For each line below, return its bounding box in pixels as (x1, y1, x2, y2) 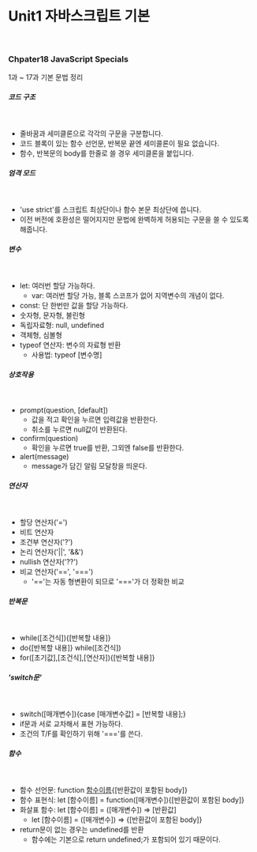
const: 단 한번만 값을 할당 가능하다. (19, 301, 128, 311)
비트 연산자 (19, 527, 54, 537)
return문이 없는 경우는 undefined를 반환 (19, 824, 144, 834)
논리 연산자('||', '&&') (19, 547, 84, 557)
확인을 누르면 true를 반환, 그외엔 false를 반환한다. (31, 443, 184, 453)
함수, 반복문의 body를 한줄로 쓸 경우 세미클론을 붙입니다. (19, 149, 195, 158)
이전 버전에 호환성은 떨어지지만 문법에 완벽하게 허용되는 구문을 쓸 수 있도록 (19, 215, 250, 224)
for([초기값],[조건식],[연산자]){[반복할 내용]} (19, 653, 155, 662)
